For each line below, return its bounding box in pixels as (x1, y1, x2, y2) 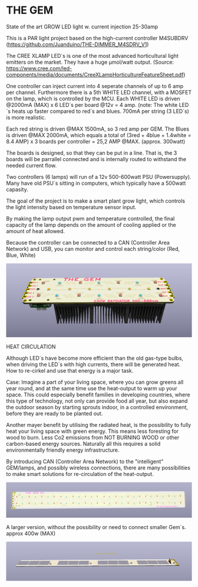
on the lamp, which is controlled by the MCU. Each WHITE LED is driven (6, 95, 180, 102)
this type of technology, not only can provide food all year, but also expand (6, 397, 188, 405)
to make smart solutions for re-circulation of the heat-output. (6, 470, 154, 477)
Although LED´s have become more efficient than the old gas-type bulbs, (6, 354, 184, 361)
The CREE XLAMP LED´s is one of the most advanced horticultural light (6, 52, 179, 59)
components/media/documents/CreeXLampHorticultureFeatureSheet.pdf (6, 71, 184, 78)
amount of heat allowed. (6, 227, 65, 234)
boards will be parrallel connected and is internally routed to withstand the (6, 155, 187, 162)
